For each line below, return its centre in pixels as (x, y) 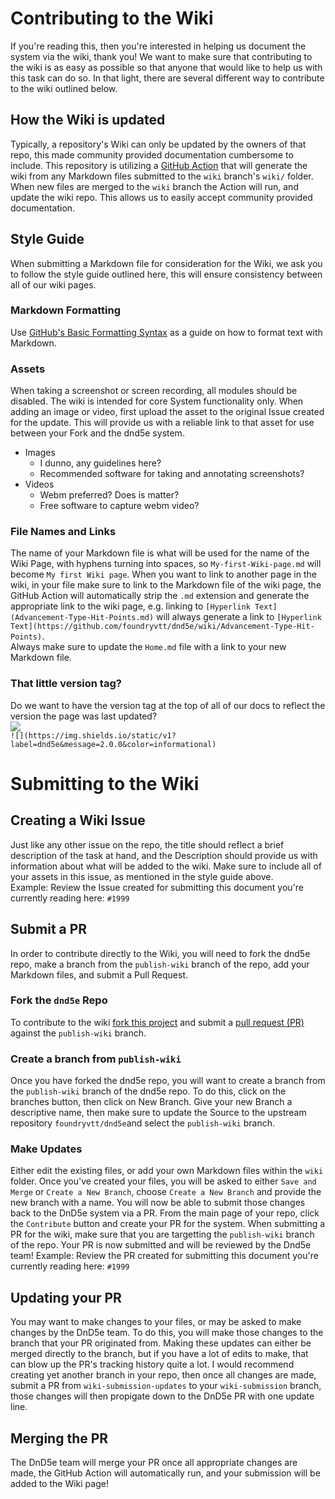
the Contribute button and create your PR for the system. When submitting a (168, 1224)
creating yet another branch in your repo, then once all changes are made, (163, 1375)
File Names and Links (63, 532)
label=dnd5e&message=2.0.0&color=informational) (113, 744)
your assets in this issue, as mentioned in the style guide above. (142, 876)
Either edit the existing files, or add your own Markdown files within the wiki (167, 1171)
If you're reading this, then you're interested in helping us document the (158, 46)
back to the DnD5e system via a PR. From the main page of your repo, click (165, 1213)
